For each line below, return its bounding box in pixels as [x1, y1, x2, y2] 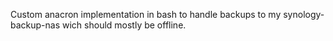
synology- [283, 9, 325, 20]
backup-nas [10, 19, 61, 31]
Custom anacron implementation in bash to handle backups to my [10, 9, 282, 20]
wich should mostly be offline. [62, 19, 187, 31]
